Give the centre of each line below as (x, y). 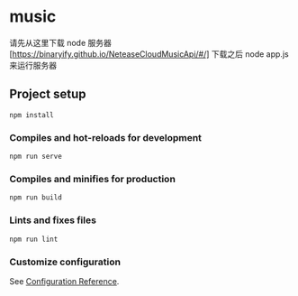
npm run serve (36, 157)
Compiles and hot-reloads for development (106, 137)
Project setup (48, 94)
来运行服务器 (33, 65)
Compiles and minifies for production (92, 179)
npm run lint (34, 239)
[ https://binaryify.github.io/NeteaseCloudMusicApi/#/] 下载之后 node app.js (149, 54)
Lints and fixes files (53, 220)
